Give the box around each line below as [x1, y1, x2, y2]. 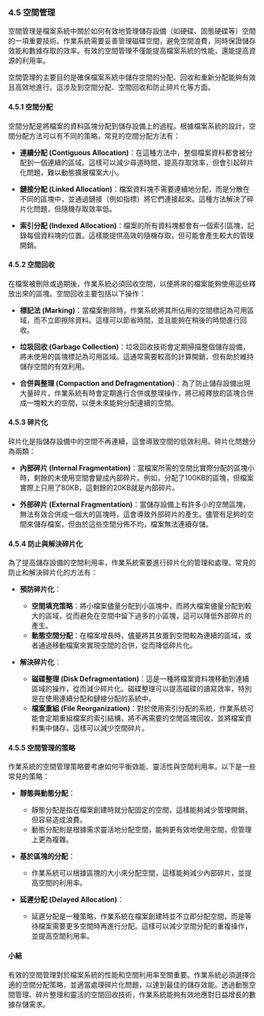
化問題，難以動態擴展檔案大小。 [19, 167, 123, 177]
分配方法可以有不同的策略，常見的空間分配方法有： [14, 131, 181, 140]
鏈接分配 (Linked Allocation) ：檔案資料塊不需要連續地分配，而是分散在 [19, 184, 250, 194]
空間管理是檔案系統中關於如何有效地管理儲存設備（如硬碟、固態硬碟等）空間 [8, 26, 256, 36]
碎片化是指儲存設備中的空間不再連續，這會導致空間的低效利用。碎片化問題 [8, 436, 249, 446]
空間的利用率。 [38, 878, 87, 888]
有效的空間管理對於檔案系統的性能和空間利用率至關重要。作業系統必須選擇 [8, 969, 249, 979]
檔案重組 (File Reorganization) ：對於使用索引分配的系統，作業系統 [31, 704, 247, 713]
